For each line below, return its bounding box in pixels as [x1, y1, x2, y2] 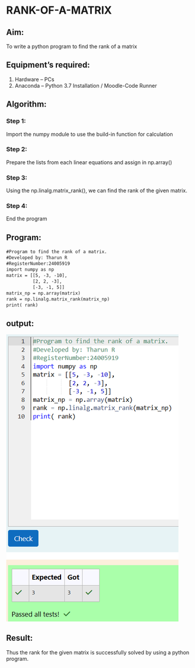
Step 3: [6, 173, 28, 181]
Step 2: [6, 145, 28, 154]
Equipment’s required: [6, 60, 90, 70]
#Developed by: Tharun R [6, 255, 68, 261]
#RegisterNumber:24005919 [6, 261, 70, 267]
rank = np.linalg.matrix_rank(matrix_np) [6, 296, 110, 302]
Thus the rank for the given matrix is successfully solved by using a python [6, 648, 190, 656]
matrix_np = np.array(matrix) [6, 290, 81, 296]
